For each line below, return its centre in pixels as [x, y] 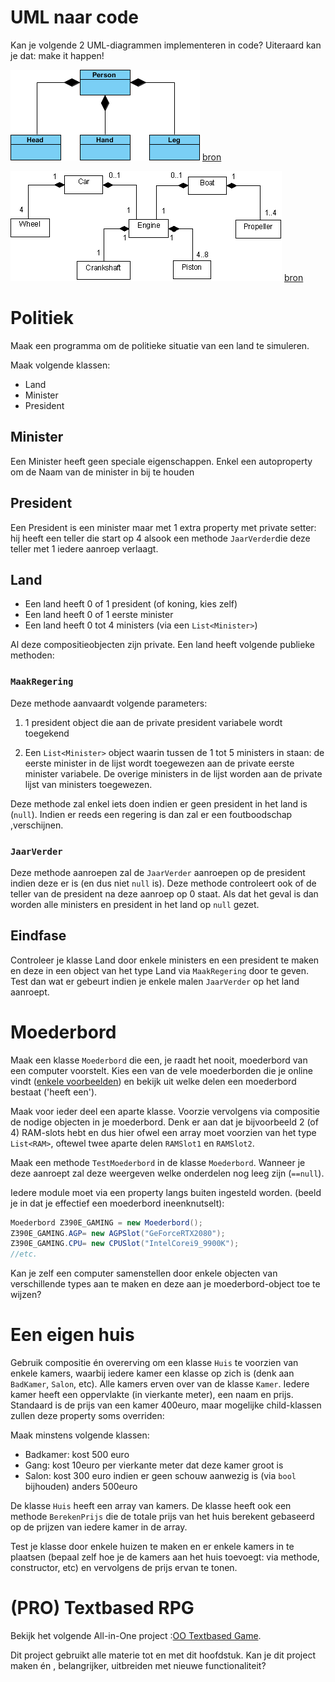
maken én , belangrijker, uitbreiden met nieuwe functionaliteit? [138, 1666]
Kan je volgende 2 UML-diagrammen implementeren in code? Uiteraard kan [166, 45]
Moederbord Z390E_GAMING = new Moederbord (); [106, 1222]
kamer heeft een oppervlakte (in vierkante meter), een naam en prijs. [152, 1395]
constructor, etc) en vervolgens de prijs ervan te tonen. [124, 1568]
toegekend [47, 733]
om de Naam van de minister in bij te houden [102, 472]
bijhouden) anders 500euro [81, 1487]
